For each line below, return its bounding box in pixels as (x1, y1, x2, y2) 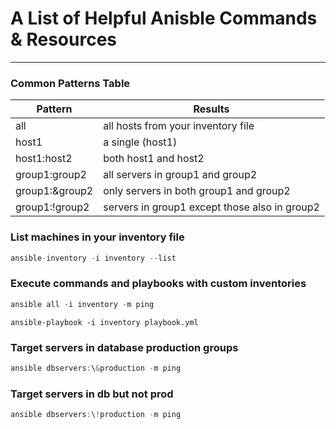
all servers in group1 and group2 (103, 168, 258, 182)
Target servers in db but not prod (10, 387, 174, 401)
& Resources (10, 28, 118, 51)
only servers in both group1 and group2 (103, 184, 291, 198)
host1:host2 (15, 152, 73, 166)
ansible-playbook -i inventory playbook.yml (10, 317, 199, 327)
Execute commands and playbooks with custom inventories (10, 277, 307, 291)
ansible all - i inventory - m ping (10, 299, 155, 309)
